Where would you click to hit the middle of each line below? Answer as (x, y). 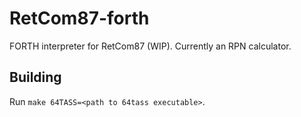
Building (35, 77)
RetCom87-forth (79, 18)
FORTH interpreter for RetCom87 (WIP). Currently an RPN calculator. (150, 46)
